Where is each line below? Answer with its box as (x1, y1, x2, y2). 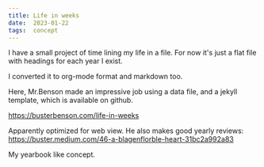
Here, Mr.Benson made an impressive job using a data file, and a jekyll (8, 87, 238, 97)
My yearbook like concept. (8, 150, 96, 159)
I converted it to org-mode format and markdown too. (8, 72, 183, 82)
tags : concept (8, 26, 59, 34)
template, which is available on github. (8, 96, 133, 105)
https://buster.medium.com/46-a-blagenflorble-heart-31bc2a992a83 (8, 135, 234, 144)
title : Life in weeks (8, 11, 80, 20)
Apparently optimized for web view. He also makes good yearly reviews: (8, 126, 244, 135)
